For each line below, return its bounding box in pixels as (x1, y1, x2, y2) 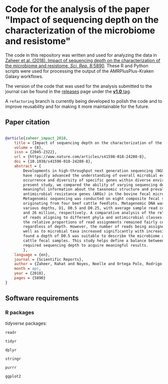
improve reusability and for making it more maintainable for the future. (5, 103, 149, 109)
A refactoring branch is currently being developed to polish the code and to (5, 98, 162, 104)
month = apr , (14, 266, 41, 271)
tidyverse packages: (5, 320, 47, 326)
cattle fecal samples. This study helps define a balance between (23, 238, 164, 243)
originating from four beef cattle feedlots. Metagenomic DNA (23, 201, 155, 206)
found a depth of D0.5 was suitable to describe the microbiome (23, 234, 160, 239)
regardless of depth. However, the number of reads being (23, 224, 146, 229)
